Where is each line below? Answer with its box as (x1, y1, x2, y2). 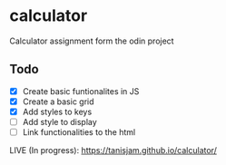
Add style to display (22, 116, 97, 127)
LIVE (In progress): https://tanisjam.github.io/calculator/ (9, 145, 218, 156)
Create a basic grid (22, 96, 94, 107)
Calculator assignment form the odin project (9, 35, 174, 46)
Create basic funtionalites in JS (22, 85, 140, 96)
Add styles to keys (22, 106, 93, 117)
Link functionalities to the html (22, 127, 136, 137)
